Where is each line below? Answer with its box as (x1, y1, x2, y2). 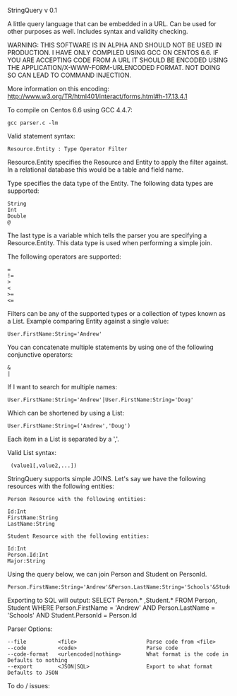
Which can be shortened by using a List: (7, 409, 125, 417)
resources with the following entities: (7, 482, 115, 490)
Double (7, 213, 27, 220)
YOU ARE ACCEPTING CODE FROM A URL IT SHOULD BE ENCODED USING (7, 56, 228, 64)
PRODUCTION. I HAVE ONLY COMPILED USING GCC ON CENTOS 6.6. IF (7, 49, 219, 57)
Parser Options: (7, 625, 53, 633)
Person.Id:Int (7, 551, 49, 558)
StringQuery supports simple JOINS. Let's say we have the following (7, 475, 206, 483)
